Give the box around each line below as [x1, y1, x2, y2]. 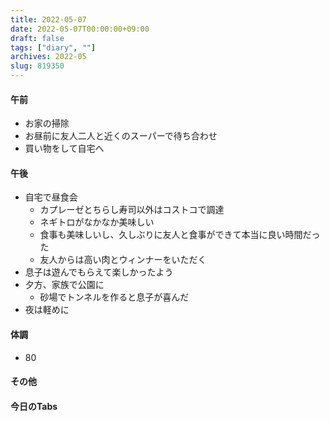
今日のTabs [10, 400, 58, 412]
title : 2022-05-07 [10, 14, 87, 25]
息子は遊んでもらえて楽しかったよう [24, 266, 174, 278]
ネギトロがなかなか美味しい [39, 216, 155, 228]
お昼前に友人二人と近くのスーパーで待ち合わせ [24, 130, 218, 142]
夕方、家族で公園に [24, 279, 105, 291]
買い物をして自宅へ [24, 142, 105, 155]
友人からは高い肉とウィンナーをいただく [39, 254, 207, 266]
